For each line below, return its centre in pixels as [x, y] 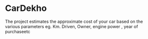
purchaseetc [18, 31]
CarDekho [26, 8]
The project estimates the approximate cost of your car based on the [74, 21]
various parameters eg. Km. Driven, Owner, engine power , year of [72, 26]
